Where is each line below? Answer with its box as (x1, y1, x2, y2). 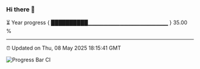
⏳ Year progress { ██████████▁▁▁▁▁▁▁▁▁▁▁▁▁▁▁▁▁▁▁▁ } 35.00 (6, 19, 187, 26)
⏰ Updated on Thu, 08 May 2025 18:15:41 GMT (6, 44, 121, 52)
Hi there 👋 (6, 5, 36, 14)
